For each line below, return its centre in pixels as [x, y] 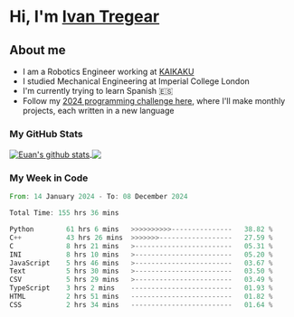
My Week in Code [49, 178]
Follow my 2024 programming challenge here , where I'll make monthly [154, 101]
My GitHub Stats [46, 134]
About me [38, 50]
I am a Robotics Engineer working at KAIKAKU [108, 71]
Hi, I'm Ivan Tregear [85, 17]
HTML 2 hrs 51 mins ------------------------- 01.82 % [141, 297]
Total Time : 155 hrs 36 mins [64, 213]
